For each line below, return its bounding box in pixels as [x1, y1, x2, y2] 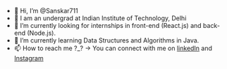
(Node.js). [27, 29, 56, 37]
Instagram [13, 54, 44, 62]
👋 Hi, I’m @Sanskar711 [13, 7, 79, 15]
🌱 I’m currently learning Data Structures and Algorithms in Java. [13, 36, 200, 45]
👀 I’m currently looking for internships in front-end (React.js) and [13, 22, 202, 29]
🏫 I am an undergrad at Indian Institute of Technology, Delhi [13, 14, 187, 22]
